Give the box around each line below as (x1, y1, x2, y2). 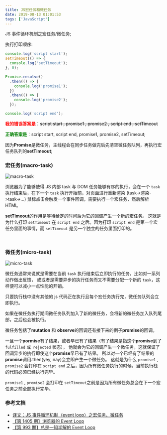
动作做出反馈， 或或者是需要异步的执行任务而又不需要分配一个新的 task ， (5, 277, 156, 283)
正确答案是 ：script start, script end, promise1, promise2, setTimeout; (5, 131, 146, 137)
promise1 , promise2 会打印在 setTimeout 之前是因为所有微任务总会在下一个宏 (5, 380, 161, 386)
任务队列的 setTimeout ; (5, 148, 53, 154)
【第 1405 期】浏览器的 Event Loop (12, 418, 84, 424)
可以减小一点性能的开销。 (13, 283, 66, 289)
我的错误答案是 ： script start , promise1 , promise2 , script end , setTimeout (5, 121, 158, 127)
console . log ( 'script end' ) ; (5, 111, 64, 116)
